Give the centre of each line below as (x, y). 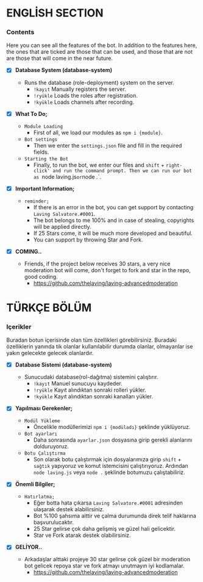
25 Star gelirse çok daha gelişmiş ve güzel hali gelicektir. (104, 529)
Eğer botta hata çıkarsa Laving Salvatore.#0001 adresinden (108, 503)
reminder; (37, 201)
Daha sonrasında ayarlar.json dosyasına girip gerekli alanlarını (113, 440)
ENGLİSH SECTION (55, 13)
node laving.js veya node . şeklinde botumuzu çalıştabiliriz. (109, 472)
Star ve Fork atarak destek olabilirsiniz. (82, 535)
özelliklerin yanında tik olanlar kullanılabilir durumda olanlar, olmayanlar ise (100, 347)
